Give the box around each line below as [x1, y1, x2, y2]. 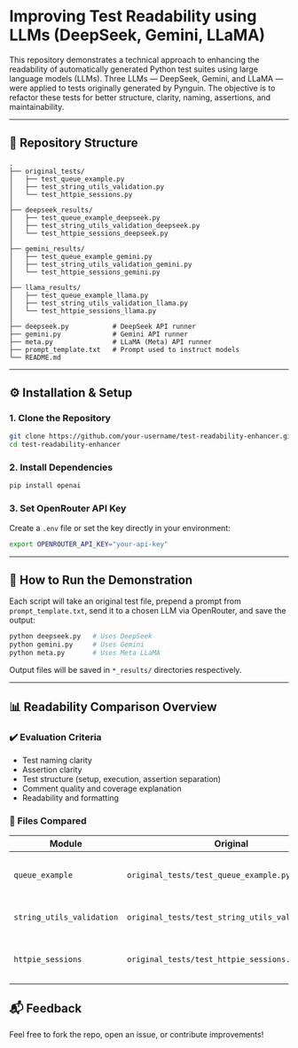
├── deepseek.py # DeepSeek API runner [9, 322, 197, 331]
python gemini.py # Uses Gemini [9, 640, 145, 649]
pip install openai [9, 481, 82, 490]
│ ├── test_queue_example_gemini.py [9, 252, 153, 261]
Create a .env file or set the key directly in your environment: [9, 522, 231, 533]
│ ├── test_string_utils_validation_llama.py [9, 299, 189, 308]
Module [49, 837, 82, 849]
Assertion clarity [21, 764, 82, 775]
